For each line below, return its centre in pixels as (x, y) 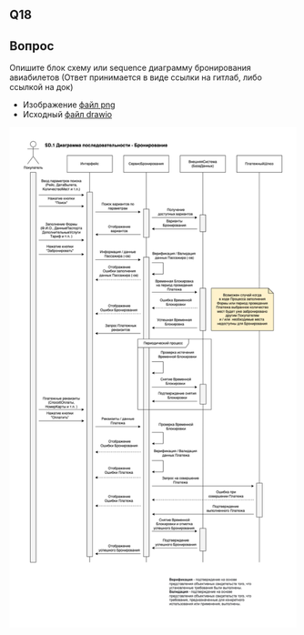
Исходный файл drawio (67, 115)
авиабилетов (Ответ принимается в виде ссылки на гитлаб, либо (136, 77)
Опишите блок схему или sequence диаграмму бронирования (131, 68)
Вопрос (32, 46)
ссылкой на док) (41, 87)
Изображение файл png (69, 105)
